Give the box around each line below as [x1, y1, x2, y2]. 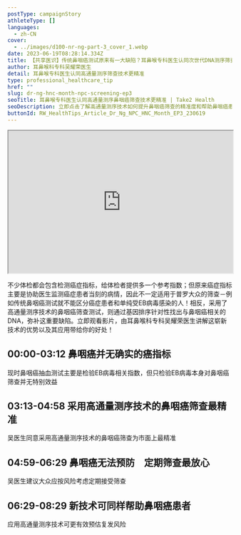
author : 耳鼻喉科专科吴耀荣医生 [7, 63, 92, 71]
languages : [7, 24, 40, 31]
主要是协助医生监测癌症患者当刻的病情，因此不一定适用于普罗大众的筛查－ [7, 289, 226, 298]
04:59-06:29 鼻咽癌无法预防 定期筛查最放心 [7, 457, 210, 469]
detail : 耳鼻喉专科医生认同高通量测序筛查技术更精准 [7, 70, 145, 77]
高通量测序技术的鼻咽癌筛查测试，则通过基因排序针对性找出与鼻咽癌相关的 [7, 307, 226, 316]
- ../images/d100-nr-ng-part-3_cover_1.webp [14, 43, 148, 51]
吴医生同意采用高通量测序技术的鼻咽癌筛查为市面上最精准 [7, 434, 176, 442]
